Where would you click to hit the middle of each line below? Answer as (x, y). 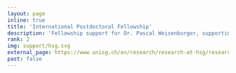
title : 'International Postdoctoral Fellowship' (80, 26)
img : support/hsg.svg (39, 46)
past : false (25, 59)
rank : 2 (19, 40)
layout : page (26, 14)
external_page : (29, 53)
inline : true (26, 20)
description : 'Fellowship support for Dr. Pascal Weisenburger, (103, 33)
